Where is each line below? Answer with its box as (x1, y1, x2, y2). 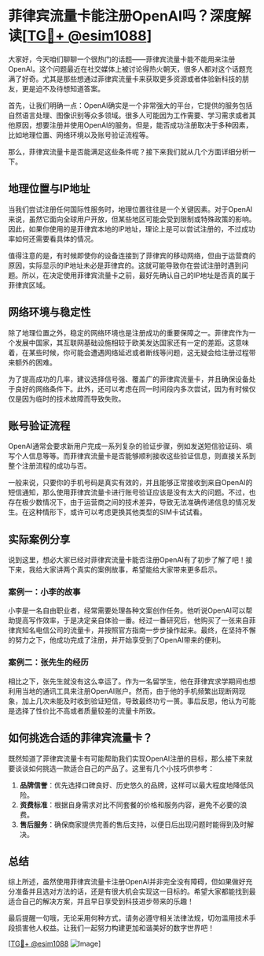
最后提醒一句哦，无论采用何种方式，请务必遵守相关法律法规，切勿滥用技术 (8, 913, 249, 923)
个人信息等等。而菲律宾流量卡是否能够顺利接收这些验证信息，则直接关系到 (14, 451, 256, 461)
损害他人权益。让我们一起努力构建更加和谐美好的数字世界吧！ (14, 923, 214, 933)
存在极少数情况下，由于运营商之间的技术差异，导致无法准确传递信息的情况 (8, 498, 249, 507)
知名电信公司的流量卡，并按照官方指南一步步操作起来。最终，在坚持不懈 (21, 625, 256, 635)
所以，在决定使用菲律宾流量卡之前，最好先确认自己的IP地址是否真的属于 (21, 270, 255, 280)
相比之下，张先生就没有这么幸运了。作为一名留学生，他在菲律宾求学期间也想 (8, 676, 256, 686)
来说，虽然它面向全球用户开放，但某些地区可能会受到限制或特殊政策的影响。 (8, 214, 256, 224)
